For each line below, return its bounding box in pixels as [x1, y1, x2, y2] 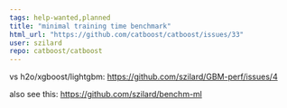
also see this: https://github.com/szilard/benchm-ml [9, 89, 203, 100]
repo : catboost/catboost [9, 47, 103, 56]
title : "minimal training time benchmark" [9, 22, 171, 31]
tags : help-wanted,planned [9, 13, 111, 22]
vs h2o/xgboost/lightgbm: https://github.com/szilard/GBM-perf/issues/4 [9, 71, 278, 82]
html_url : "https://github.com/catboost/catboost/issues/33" [9, 30, 245, 39]
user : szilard [9, 38, 63, 48]
